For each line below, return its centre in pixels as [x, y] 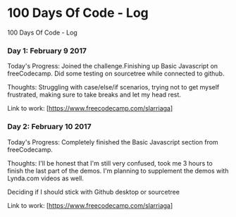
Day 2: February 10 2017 [49, 127]
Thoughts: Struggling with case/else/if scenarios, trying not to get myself [113, 87]
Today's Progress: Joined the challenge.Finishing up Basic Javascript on [113, 66]
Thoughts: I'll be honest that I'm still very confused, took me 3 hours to [110, 163]
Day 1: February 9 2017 [47, 51]
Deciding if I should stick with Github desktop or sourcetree [93, 192]
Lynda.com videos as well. [46, 178]
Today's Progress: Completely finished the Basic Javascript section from [113, 142]
